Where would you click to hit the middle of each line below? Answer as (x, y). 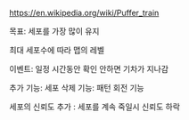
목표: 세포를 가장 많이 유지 (54, 31)
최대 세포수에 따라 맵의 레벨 (57, 50)
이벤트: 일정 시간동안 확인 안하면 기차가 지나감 (89, 69)
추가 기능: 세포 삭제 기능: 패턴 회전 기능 (77, 88)
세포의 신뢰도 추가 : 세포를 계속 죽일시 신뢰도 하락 (95, 107)
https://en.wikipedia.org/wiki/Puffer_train (84, 13)
